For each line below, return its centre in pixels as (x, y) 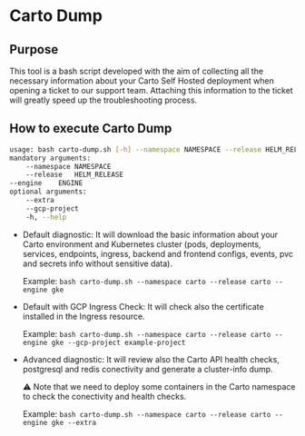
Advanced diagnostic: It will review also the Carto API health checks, (151, 359)
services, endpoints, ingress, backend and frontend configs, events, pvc (157, 253)
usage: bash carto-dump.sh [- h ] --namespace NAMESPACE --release (135, 149)
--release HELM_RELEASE (75, 175)
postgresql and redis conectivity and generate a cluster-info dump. (148, 369)
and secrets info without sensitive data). (97, 263)
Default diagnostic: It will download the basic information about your (150, 234)
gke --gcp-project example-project (118, 342)
